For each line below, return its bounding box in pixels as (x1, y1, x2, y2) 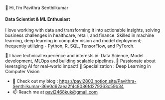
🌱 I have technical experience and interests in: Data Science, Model (5, 53, 144, 59)
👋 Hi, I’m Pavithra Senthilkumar (5, 5, 69, 10)
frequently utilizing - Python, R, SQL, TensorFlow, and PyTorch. (5, 43, 135, 49)
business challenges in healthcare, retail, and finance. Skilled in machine (5, 32, 155, 38)
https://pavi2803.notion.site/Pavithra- (59, 78, 137, 84)
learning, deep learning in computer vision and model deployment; (5, 38, 142, 44)
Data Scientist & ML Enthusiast (5, 16, 70, 22)
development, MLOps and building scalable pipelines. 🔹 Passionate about (5, 58, 156, 64)
